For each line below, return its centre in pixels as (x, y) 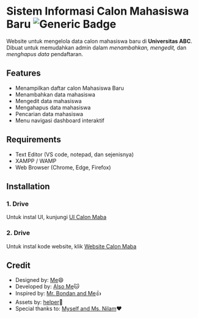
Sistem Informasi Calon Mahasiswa (98, 11)
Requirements (34, 139)
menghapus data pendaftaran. (45, 54)
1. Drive (18, 204)
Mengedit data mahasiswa (48, 101)
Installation (28, 186)
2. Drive (18, 233)
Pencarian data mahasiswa (49, 114)
